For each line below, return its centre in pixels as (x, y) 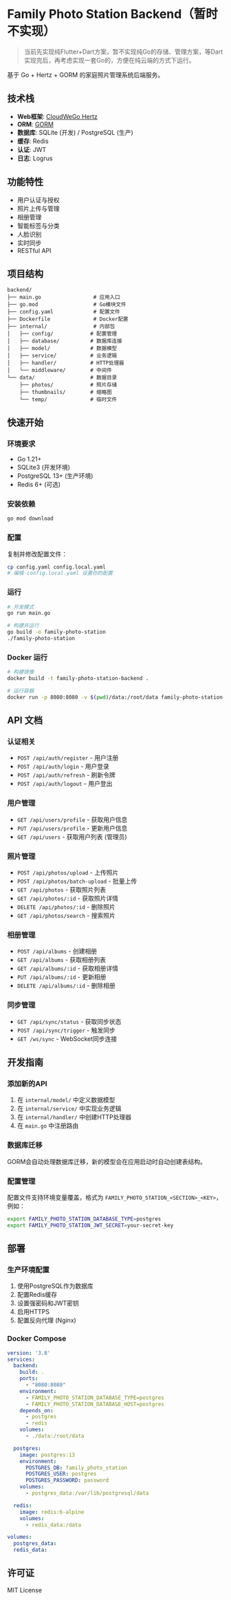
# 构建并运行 (23, 626)
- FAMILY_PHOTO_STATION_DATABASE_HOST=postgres (95, 1404)
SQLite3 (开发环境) (44, 468)
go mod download (30, 519)
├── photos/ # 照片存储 (68, 385)
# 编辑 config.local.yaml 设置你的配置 (60, 573)
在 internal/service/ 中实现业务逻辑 (69, 1108)
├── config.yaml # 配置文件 (64, 312)
